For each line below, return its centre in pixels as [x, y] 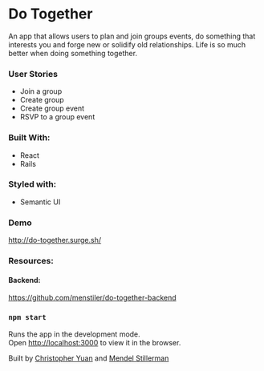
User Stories [33, 74]
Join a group [41, 91]
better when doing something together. [73, 53]
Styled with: [32, 184]
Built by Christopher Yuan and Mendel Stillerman [89, 358]
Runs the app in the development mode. [74, 334]
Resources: [31, 261]
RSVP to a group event [57, 117]
